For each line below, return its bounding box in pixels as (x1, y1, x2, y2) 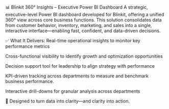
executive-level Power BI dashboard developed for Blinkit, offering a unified (5, 12, 164, 17)
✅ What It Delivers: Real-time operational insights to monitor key (5, 38, 140, 43)
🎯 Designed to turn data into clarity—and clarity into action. (5, 98, 130, 104)
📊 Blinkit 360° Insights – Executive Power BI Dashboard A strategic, (5, 4, 148, 10)
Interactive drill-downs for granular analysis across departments (5, 88, 140, 94)
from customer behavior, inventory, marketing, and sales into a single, (5, 22, 152, 28)
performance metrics (5, 43, 50, 49)
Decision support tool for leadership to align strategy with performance (5, 63, 155, 69)
